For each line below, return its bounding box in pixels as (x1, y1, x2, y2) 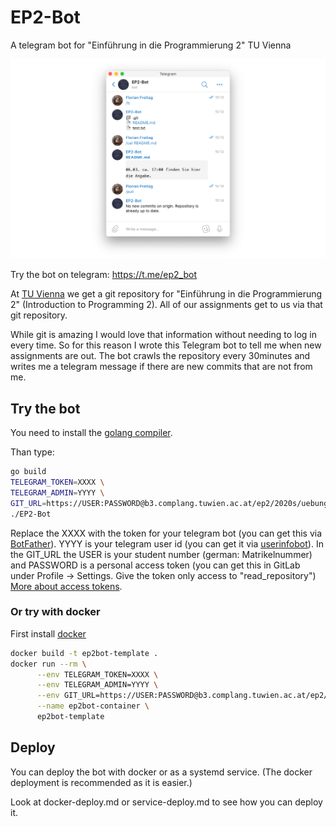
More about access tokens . (10, 580, 123, 592)
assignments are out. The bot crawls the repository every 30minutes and (10, 350, 311, 362)
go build (10, 467, 47, 477)
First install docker (10, 627, 87, 640)
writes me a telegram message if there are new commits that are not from (10, 361, 313, 373)
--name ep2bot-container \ (36, 701, 150, 711)
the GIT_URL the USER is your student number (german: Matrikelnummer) (10, 548, 313, 560)
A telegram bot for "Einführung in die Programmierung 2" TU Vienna (10, 39, 292, 51)
